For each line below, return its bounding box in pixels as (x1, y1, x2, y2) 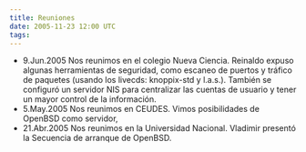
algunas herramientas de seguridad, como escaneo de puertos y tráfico (22, 65, 293, 76)
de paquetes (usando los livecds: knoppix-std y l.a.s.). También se (22, 75, 272, 86)
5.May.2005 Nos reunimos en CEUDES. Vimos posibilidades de (22, 104, 260, 115)
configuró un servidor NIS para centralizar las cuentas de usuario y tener (22, 84, 297, 96)
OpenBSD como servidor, (22, 113, 118, 124)
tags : (9, 30, 30, 39)
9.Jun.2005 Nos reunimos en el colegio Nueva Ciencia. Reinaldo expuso (22, 56, 294, 66)
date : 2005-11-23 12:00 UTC (9, 22, 117, 31)
